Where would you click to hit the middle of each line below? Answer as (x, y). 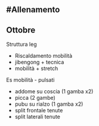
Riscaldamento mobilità (44, 56)
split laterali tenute (38, 117)
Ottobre (21, 30)
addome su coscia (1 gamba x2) (54, 92)
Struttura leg (21, 45)
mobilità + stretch (36, 68)
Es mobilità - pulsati (30, 80)
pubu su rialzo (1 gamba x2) (49, 104)
